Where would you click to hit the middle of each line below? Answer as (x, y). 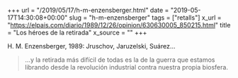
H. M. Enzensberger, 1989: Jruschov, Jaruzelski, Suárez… (91, 46)
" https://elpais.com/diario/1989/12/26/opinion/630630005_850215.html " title (119, 25)
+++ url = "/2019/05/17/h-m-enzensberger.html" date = (88, 10)
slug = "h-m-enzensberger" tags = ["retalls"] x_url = (145, 18)
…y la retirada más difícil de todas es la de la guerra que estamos (120, 60)
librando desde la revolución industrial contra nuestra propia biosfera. (126, 67)
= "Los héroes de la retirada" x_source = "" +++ (77, 32)
